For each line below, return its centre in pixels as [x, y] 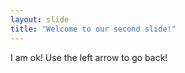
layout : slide [40, 19]
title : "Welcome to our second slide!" [93, 29]
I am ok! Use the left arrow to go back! [89, 57]
